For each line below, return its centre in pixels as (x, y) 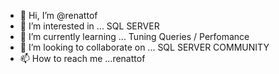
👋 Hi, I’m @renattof (58, 15)
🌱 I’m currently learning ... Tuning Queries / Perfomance (134, 36)
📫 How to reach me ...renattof (82, 58)
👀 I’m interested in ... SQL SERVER (89, 26)
